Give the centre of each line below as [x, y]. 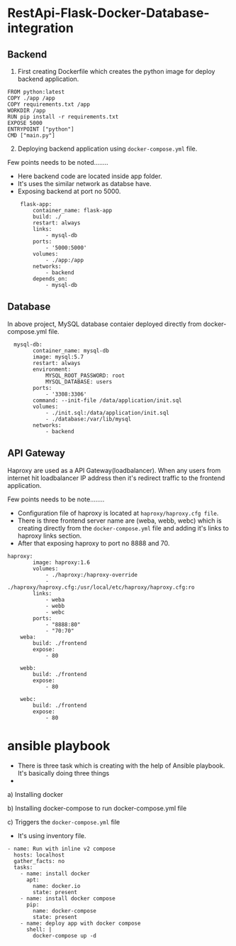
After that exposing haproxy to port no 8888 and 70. [94, 543]
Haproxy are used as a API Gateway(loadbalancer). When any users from [114, 470]
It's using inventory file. [52, 835]
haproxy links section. [50, 535]
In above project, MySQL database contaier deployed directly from [105, 324]
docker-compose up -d [65, 935]
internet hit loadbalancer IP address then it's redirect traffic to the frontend [116, 478]
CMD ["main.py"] [31, 136]
